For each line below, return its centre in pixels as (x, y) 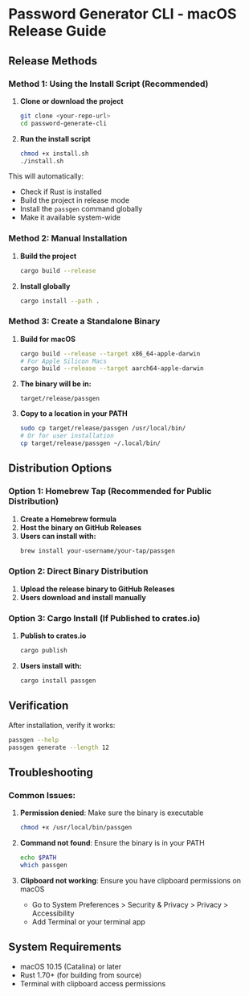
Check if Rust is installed (61, 192)
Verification (39, 706)
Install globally (45, 286)
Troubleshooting (51, 772)
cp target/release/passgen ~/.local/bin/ (90, 443)
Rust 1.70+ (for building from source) (81, 975)
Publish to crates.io (53, 636)
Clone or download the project (71, 101)
